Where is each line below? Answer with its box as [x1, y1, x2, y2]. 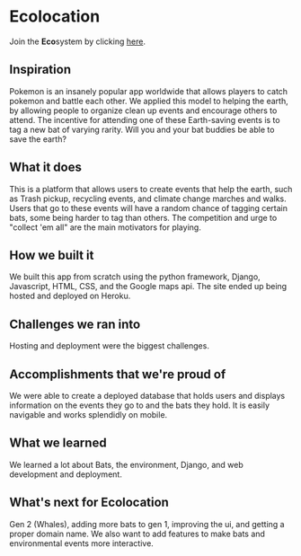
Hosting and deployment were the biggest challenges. [9, 340, 209, 351]
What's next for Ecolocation [9, 495, 169, 510]
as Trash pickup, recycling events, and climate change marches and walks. [9, 193, 288, 204]
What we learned [9, 436, 107, 451]
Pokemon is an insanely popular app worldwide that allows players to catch [9, 85, 288, 96]
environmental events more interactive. [9, 537, 155, 549]
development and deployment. [9, 469, 123, 480]
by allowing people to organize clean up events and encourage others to [9, 105, 278, 116]
